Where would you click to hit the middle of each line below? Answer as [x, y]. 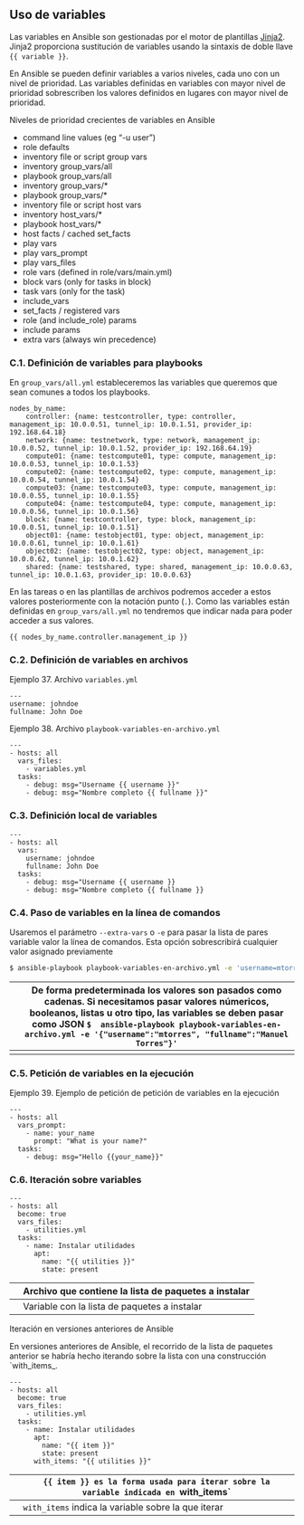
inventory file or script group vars [85, 157]
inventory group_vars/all [67, 166]
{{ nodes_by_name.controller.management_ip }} [99, 637]
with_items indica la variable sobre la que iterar [123, 1508]
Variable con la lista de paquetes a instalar [113, 1307]
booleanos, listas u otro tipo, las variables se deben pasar [157, 1013]
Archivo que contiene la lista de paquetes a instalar [137, 1291]
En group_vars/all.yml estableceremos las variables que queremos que [143, 383]
